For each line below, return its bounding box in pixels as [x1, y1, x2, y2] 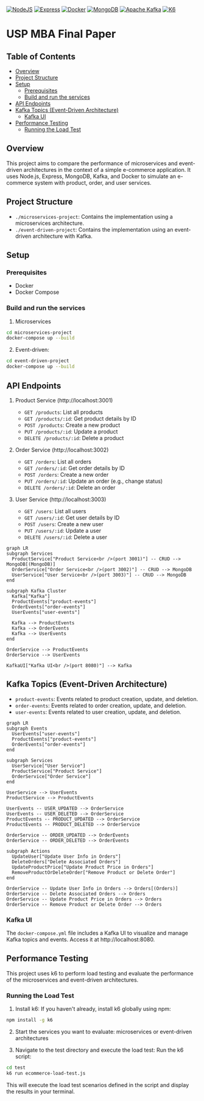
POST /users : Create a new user [24, 520, 104, 527]
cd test [6, 1064, 26, 1071]
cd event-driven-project [6, 358, 69, 364]
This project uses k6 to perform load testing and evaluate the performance [6, 969, 194, 977]
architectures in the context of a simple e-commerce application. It [23, 166, 191, 173]
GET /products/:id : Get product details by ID [24, 415, 137, 422]
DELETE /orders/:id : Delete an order [24, 483, 116, 491]
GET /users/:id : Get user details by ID [24, 514, 120, 521]
